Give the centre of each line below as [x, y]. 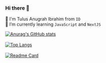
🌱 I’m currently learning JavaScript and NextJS [53, 24]
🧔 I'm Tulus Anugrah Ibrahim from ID [43, 19]
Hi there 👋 [18, 8]
